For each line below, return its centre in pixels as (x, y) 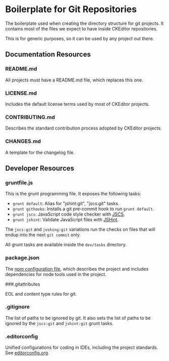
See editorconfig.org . (27, 353)
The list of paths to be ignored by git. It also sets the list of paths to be (78, 318)
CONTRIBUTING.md (30, 117)
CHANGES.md (23, 141)
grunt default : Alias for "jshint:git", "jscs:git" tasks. (66, 204)
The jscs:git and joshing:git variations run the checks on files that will (80, 229)
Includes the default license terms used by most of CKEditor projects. (77, 104)
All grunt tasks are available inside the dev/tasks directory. (66, 245)
